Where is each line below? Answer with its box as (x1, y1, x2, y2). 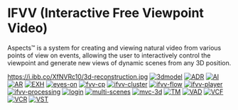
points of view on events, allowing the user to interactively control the (7, 51, 211, 60)
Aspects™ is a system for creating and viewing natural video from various (7, 43, 222, 52)
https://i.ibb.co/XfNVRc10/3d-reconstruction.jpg (7, 72, 148, 81)
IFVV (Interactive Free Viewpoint (7, 5, 205, 21)
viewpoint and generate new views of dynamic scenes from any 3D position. (7, 58, 232, 67)
